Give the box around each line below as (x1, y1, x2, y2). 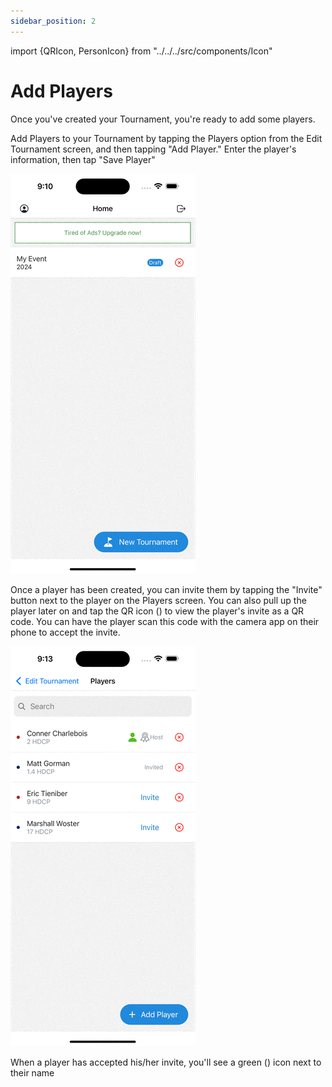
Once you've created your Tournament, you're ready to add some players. (10, 113, 316, 125)
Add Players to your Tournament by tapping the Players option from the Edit (10, 132, 323, 144)
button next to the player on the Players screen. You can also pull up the (10, 594, 307, 606)
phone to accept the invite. (10, 626, 121, 638)
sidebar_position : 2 (10, 16, 97, 26)
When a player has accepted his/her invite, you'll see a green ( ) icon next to (10, 1056, 322, 1068)
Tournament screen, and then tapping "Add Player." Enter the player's (10, 143, 297, 155)
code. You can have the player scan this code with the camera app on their (10, 615, 320, 627)
